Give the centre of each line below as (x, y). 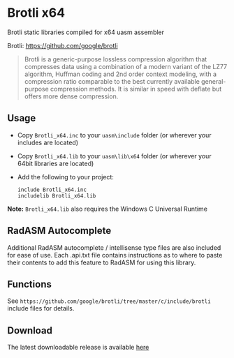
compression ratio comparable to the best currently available (112, 81)
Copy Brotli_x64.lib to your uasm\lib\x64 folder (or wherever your (114, 156)
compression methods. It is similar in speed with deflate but (136, 89)
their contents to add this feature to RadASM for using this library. (102, 262)
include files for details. (41, 308)
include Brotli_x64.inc (52, 190)
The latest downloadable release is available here (78, 348)
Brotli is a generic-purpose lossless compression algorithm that (116, 59)
